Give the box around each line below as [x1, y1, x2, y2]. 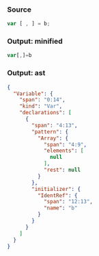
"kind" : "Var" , [19, 103, 63, 110]
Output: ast [7, 68, 46, 78]
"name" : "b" [43, 205, 78, 212]
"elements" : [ [43, 147, 84, 155]
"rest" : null [43, 166, 81, 174]
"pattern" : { [31, 128, 69, 135]
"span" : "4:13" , [31, 122, 78, 129]
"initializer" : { [31, 185, 81, 192]
